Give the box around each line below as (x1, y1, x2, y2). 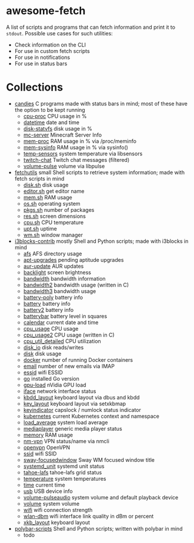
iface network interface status (23, 387, 96, 395)
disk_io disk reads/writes (23, 344, 84, 351)
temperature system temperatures (23, 475, 106, 482)
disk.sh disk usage (23, 181, 69, 188)
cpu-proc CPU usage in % (23, 112, 87, 119)
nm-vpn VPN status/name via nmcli (23, 437, 110, 445)
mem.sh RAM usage (23, 194, 72, 201)
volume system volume (23, 500, 80, 507)
